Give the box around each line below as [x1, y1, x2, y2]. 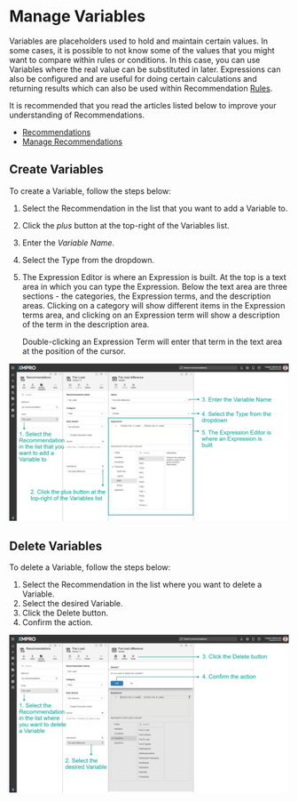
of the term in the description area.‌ [21, 318, 150, 330]
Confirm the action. [21, 617, 93, 628]
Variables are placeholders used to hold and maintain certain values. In [9, 36, 269, 46]
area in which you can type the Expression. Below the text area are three [21, 281, 288, 292]
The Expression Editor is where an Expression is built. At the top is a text [21, 271, 286, 282]
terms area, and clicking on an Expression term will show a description [21, 309, 281, 320]
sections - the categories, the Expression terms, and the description [21, 291, 271, 301]
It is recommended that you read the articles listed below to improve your [9, 100, 277, 110]
